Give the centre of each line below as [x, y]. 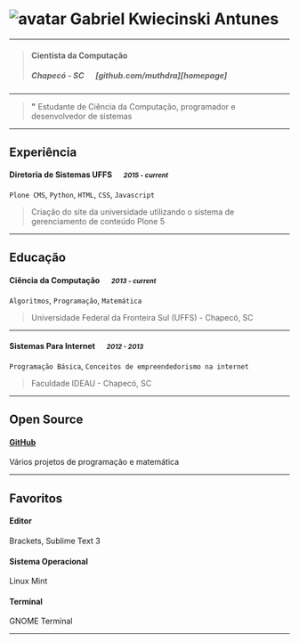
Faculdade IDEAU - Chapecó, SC [91, 383]
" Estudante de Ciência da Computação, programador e [133, 106]
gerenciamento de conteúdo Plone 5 [98, 222]
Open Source [46, 420]
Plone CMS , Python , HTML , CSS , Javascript [82, 195]
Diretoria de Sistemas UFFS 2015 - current [89, 175]
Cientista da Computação [79, 55]
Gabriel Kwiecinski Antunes [174, 19]
